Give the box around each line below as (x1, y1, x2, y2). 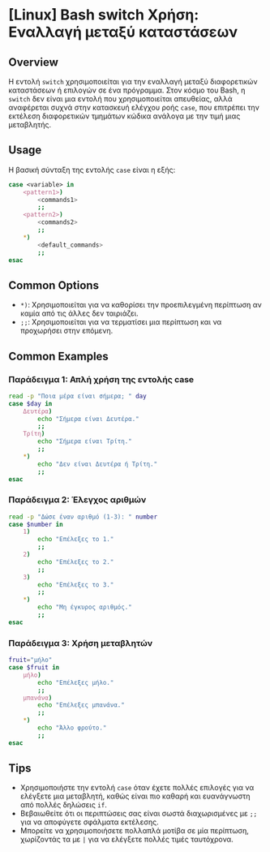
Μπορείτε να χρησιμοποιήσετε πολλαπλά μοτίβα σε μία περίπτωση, (19, 826, 250, 836)
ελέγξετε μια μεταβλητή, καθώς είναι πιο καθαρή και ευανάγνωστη (19, 791, 251, 801)
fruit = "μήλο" (8, 656, 53, 665)
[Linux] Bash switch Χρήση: (8, 6, 199, 24)
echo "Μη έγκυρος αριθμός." (37, 603, 132, 612)
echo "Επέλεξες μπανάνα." (37, 701, 126, 709)
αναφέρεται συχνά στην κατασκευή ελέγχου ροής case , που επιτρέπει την (8, 103, 259, 112)
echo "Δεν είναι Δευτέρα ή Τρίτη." (37, 460, 158, 468)
